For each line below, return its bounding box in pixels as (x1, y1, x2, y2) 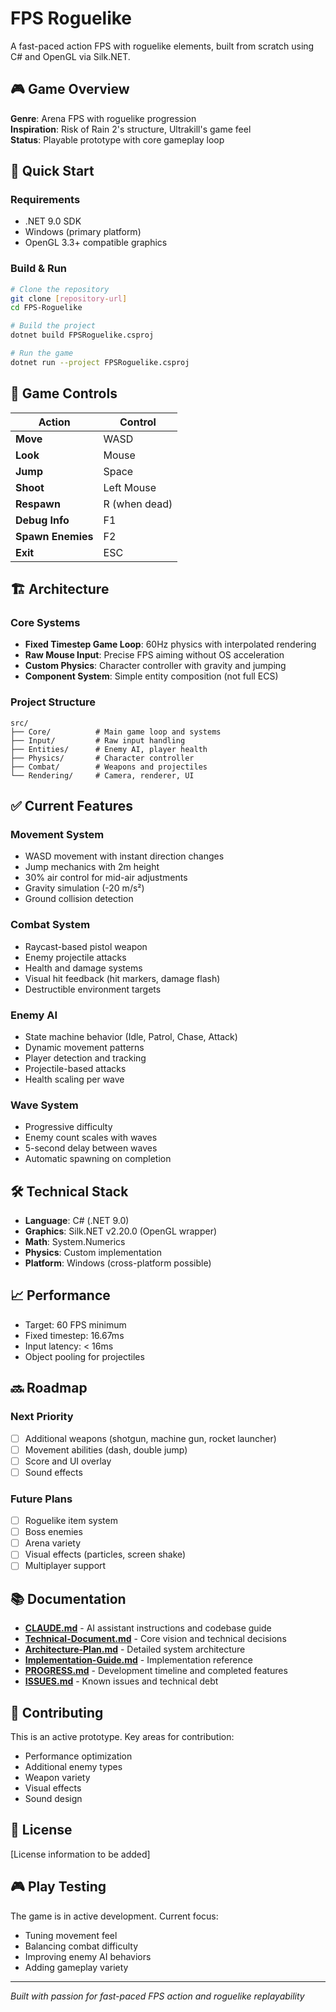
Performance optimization (24, 1750, 133, 1762)
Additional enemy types (24, 1761, 123, 1773)
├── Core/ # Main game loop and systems (10, 727, 222, 737)
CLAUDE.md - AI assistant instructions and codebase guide (24, 1622, 272, 1634)
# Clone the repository (10, 284, 110, 294)
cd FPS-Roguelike (10, 303, 83, 313)
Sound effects (24, 1466, 83, 1478)
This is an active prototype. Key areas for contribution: (10, 1731, 235, 1743)
